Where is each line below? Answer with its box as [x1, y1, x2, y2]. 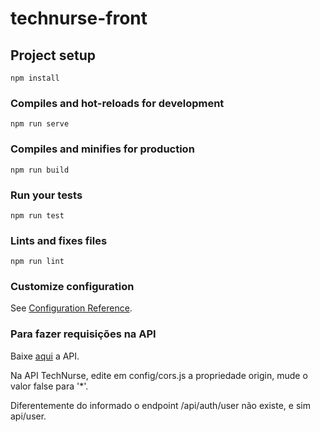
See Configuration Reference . [10, 302, 133, 314]
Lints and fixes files [10, 233, 108, 247]
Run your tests [10, 188, 83, 202]
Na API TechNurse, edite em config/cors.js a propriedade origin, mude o [10, 369, 308, 381]
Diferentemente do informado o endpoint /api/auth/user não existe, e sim [10, 399, 311, 411]
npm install [10, 73, 60, 83]
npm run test [10, 210, 65, 221]
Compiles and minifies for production [10, 142, 195, 156]
